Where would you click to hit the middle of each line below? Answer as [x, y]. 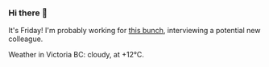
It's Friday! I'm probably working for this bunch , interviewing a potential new [134, 31]
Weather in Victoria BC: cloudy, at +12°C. [77, 55]
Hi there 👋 [28, 13]
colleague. [26, 39]
